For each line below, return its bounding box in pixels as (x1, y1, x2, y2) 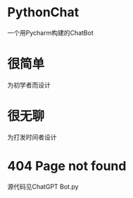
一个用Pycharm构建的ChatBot (7, 28, 94, 37)
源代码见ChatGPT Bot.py (7, 182, 79, 191)
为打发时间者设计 (7, 132, 57, 141)
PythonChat (7, 4, 80, 21)
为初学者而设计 (7, 81, 51, 89)
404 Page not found (7, 158, 127, 174)
